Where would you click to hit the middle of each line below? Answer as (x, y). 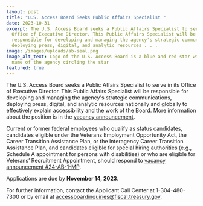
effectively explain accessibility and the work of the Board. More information (101, 111)
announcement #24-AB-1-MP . (44, 167)
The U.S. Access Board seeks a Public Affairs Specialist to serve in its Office (101, 85)
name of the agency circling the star (61, 62)
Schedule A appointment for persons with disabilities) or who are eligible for (101, 154)
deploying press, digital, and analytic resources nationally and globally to (97, 104)
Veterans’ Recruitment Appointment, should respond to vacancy (86, 161)
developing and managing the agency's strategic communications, (89, 98)
